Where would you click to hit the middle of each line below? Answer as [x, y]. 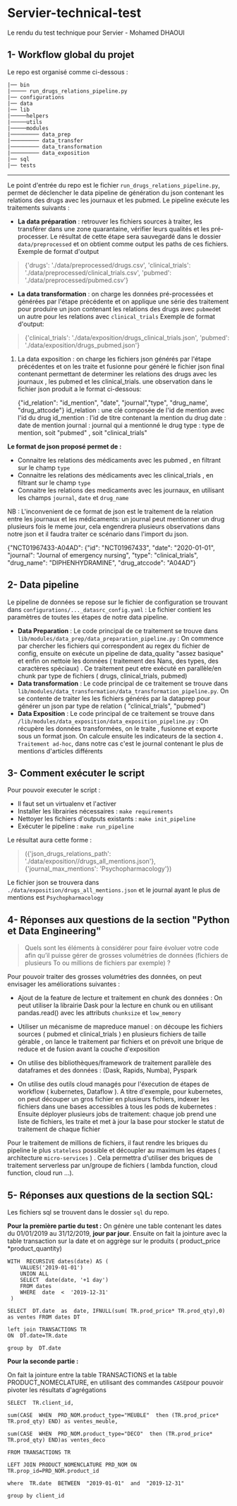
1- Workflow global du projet [71, 55]
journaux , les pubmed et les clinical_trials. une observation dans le [115, 381]
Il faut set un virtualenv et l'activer [67, 804]
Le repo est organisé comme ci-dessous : [68, 71]
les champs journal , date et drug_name [73, 497]
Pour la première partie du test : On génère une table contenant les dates [115, 1226]
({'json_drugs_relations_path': [68, 854]
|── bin [19, 85]
